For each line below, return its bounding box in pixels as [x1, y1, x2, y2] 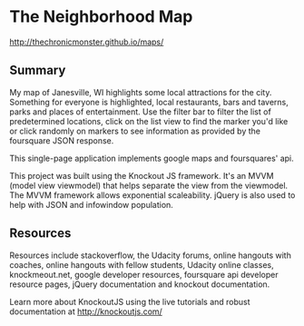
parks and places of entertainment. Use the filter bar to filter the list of [9, 106, 272, 117]
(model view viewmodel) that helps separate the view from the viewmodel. [9, 180, 289, 191]
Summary [9, 63, 66, 78]
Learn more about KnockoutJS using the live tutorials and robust [9, 296, 251, 307]
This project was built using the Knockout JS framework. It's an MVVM [9, 170, 274, 181]
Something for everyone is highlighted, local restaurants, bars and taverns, [9, 96, 289, 107]
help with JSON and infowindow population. [9, 199, 174, 210]
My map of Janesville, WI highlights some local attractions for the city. [9, 86, 272, 97]
